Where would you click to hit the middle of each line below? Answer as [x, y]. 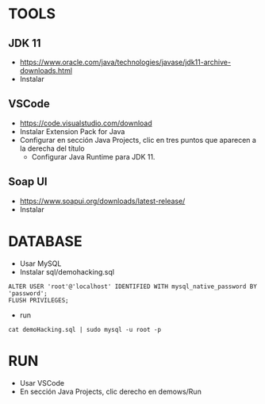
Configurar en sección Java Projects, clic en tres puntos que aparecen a [138, 140]
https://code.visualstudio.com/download [86, 123]
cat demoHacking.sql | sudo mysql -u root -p [84, 329]
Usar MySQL [40, 264]
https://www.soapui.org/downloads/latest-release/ [102, 201]
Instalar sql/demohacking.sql [67, 271]
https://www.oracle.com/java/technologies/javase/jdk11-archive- [125, 62]
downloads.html [46, 71]
